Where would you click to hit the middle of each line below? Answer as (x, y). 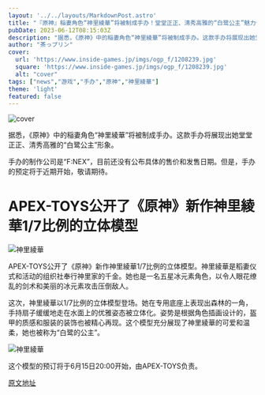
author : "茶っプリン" (41, 45)
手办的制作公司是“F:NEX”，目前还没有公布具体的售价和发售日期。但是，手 (129, 162)
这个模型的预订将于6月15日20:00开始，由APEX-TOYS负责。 (105, 366)
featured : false (35, 96)
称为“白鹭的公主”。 (73, 333)
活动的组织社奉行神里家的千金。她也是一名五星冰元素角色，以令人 (129, 276)
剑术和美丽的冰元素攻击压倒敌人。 (77, 286)
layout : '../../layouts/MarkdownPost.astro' (82, 15)
